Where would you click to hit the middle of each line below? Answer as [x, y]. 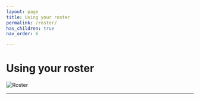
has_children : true [30, 28]
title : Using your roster [38, 17]
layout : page [22, 12]
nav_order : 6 [22, 34]
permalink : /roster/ [32, 23]
